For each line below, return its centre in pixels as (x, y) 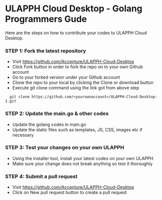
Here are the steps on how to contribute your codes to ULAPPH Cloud (76, 33)
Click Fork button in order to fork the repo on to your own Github (78, 67)
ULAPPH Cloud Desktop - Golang (74, 9)
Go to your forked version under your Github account (66, 78)
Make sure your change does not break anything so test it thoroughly (82, 163)
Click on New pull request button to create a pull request (69, 193)
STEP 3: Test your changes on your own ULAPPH (65, 148)
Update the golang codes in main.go (49, 124)
